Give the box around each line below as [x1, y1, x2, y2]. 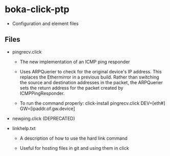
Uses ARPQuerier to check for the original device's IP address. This [19, 68, 162, 74]
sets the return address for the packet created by [19, 85, 124, 91]
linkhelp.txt [12, 125, 36, 131]
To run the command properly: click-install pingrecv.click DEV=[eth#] [19, 100, 165, 106]
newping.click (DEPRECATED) [12, 115, 75, 121]
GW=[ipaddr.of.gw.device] [19, 106, 75, 112]
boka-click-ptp [5, 4, 69, 15]
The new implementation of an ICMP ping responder [19, 59, 130, 65]
